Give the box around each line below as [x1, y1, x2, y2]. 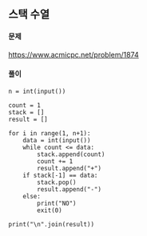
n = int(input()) [8, 87, 66, 95]
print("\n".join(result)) [8, 220, 94, 228]
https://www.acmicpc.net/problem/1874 [8, 50, 140, 59]
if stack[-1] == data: [22, 171, 98, 179]
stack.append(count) [37, 150, 105, 158]
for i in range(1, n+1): [8, 129, 91, 138]
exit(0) [37, 206, 62, 214]
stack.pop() [37, 178, 77, 186]
